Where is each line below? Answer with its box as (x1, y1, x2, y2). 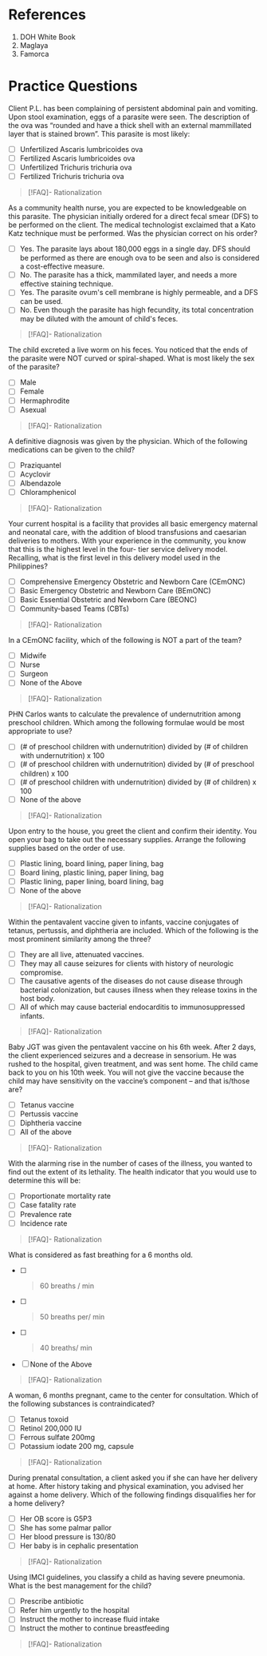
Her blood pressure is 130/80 (19, 1532, 116, 1541)
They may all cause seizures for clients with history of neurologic (19, 958, 234, 968)
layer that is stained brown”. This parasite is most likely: (8, 129, 190, 138)
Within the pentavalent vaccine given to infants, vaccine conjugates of (8, 917, 239, 927)
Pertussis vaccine (19, 1109, 79, 1119)
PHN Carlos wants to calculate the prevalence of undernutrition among (8, 709, 241, 719)
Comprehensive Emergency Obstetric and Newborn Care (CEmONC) (19, 577, 245, 586)
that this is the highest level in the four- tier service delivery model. (8, 544, 228, 553)
